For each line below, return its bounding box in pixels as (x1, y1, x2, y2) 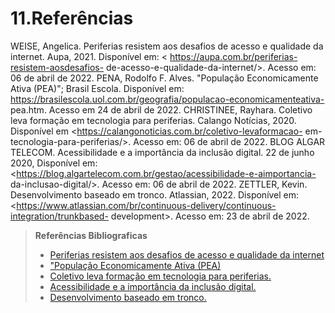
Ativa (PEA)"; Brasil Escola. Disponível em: (10, 82, 185, 94)
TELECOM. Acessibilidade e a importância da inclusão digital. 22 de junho (10, 146, 315, 158)
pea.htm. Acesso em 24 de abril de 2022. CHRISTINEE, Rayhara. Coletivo (10, 103, 313, 116)
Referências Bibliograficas (34, 229, 148, 241)
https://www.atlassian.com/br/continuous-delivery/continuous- (16, 199, 277, 211)
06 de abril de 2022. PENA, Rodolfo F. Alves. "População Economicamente (10, 72, 319, 84)
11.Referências (10, 7, 134, 30)
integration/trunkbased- (10, 210, 109, 222)
